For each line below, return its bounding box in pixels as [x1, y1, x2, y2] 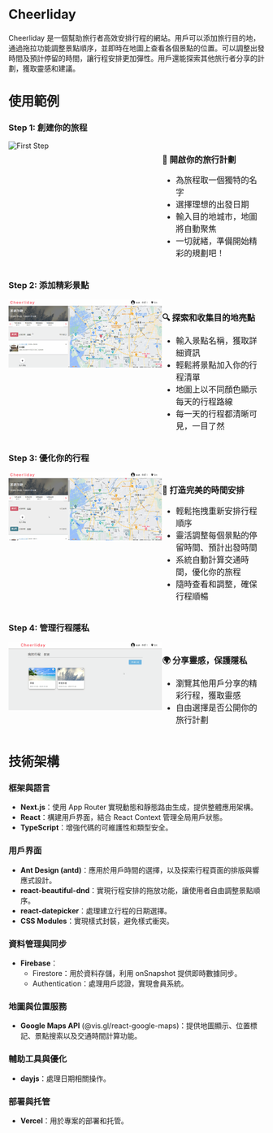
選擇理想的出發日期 [175, 199, 249, 211]
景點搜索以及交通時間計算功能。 [34, 1031, 142, 1041]
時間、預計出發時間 [184, 542, 258, 553]
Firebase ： [19, 958, 58, 968]
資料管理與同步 [8, 938, 67, 949]
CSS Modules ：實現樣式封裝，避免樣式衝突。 [19, 916, 174, 926]
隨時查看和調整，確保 [175, 578, 258, 590]
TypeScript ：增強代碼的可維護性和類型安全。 [19, 822, 173, 833]
